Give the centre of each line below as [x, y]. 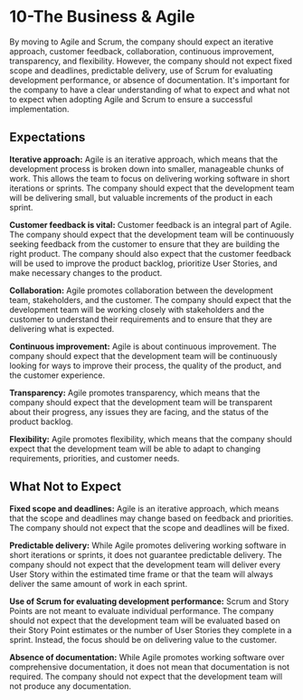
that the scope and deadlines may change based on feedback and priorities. [151, 518]
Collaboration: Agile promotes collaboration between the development [142, 290]
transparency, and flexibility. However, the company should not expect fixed [151, 61]
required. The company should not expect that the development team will [146, 676]
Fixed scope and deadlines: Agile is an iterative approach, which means [144, 508]
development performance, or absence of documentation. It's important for [150, 80]
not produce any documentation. [70, 686]
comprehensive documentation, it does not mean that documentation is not [150, 667]
